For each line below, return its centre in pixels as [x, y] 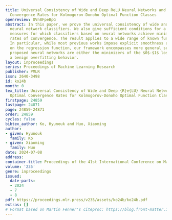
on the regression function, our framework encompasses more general [85, 48]
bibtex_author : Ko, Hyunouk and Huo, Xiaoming [56, 124]
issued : [14, 176]
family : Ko [21, 138]
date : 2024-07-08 [24, 153]
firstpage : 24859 [24, 100]
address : [15, 157]
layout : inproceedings [29, 62]
